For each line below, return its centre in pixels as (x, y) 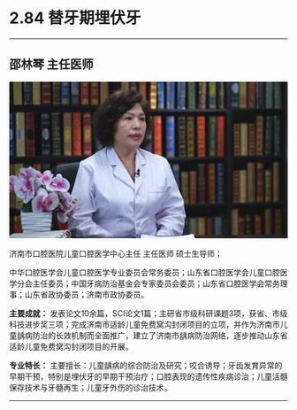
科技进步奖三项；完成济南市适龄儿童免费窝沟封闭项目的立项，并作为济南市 (145, 325)
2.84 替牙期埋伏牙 (75, 18)
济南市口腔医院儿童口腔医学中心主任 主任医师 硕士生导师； (116, 254)
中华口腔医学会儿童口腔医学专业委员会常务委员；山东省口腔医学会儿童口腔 (145, 273)
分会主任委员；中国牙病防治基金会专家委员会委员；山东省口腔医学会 (141, 283)
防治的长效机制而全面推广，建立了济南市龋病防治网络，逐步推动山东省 (160, 336)
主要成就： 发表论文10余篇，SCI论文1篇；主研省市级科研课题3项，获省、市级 (148, 313)
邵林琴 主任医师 (51, 64)
